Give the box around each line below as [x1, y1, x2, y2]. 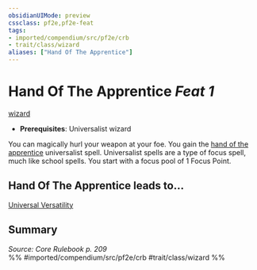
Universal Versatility [8, 200, 74, 210]
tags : [8, 26, 26, 34]
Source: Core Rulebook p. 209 [8, 244, 107, 253]
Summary [8, 223, 58, 237]
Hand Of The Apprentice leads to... [8, 179, 185, 192]
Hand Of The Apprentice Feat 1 [8, 82, 215, 101]
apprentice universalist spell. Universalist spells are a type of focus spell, [8, 147, 247, 157]
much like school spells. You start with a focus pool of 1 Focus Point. [8, 156, 232, 165]
